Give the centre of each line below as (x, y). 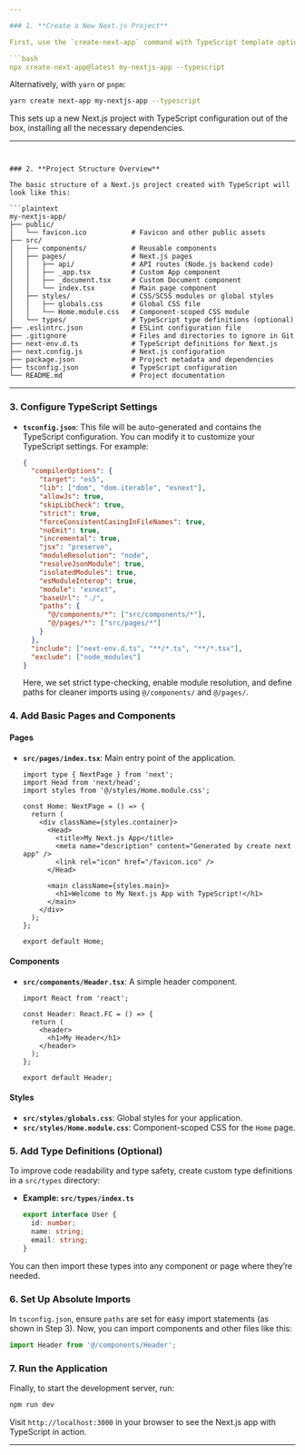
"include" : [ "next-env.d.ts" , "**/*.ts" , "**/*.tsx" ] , (137, 648)
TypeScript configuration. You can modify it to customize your (139, 436)
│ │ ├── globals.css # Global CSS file (105, 304)
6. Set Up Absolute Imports (70, 1299)
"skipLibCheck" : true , (82, 505)
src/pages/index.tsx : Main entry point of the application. (129, 757)
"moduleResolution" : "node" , (94, 556)
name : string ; (58, 1232)
